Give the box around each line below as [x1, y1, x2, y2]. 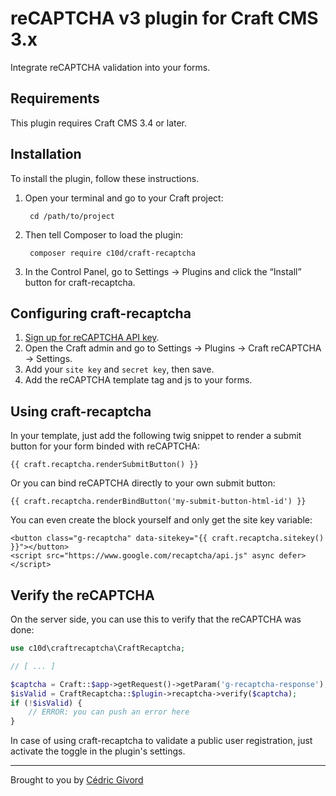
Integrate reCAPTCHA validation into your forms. [10, 61, 211, 73]
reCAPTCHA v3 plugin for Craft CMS [10, 7, 319, 30]
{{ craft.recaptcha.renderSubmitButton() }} [10, 460, 199, 470]
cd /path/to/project [29, 211, 115, 221]
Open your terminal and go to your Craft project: [24, 192, 224, 204]
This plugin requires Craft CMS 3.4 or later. [10, 117, 188, 129]
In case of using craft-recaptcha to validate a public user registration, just [10, 735, 313, 747]
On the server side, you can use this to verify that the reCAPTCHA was [10, 613, 302, 625]
